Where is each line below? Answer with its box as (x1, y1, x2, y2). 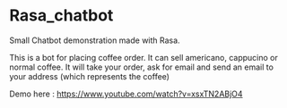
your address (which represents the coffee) (9, 71, 170, 81)
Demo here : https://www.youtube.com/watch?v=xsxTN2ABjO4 (9, 88, 244, 99)
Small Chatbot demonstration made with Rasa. (9, 35, 181, 46)
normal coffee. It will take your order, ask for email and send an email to (9, 62, 274, 72)
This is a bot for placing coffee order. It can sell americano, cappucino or (9, 52, 278, 62)
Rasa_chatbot (9, 5, 114, 26)
